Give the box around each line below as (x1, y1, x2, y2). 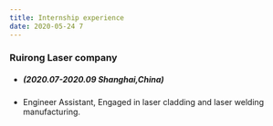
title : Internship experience (9, 13, 125, 23)
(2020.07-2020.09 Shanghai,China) (22, 74, 164, 85)
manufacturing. (22, 106, 80, 118)
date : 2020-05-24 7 (9, 22, 84, 31)
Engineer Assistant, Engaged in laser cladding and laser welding (22, 97, 265, 108)
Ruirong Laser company (9, 52, 118, 64)
